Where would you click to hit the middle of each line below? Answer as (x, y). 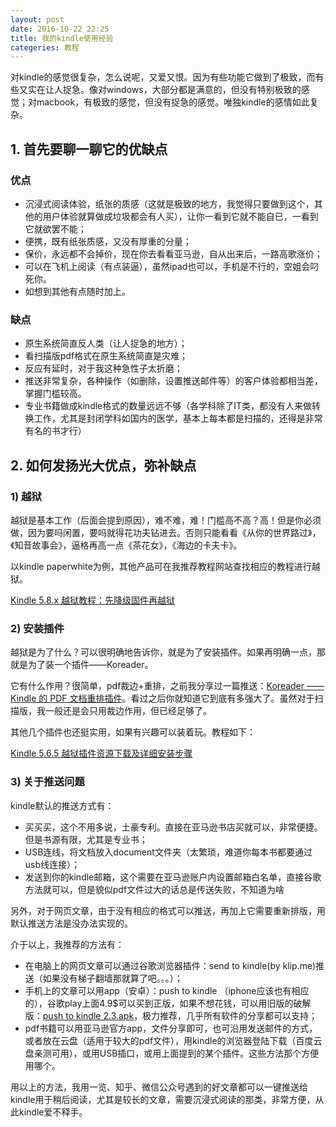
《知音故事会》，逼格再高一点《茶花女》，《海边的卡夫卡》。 (126, 545)
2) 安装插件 (37, 628)
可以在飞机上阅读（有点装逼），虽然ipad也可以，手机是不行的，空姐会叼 (172, 266)
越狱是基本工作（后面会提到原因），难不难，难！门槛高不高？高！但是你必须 (166, 520)
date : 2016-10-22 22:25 (60, 29)
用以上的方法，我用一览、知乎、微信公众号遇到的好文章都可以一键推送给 (159, 1087)
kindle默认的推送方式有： (62, 805)
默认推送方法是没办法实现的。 (71, 923)
